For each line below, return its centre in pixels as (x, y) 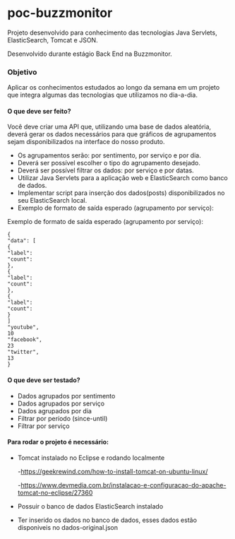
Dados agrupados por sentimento (66, 396)
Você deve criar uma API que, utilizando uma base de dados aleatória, (109, 127)
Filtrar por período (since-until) (62, 418)
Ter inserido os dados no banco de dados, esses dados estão (107, 520)
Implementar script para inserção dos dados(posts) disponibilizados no (121, 193)
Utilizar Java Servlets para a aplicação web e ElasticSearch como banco (122, 178)
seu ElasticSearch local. (52, 201)
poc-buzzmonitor (60, 13)
